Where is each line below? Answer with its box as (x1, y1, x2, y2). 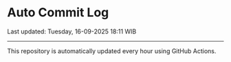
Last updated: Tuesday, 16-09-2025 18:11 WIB (7, 27, 137, 35)
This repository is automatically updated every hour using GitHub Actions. (7, 46, 217, 55)
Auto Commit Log (7, 5, 109, 20)
